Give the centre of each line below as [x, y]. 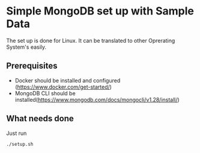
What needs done [40, 119]
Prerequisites [32, 66]
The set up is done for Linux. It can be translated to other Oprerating [91, 40]
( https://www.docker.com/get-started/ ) [63, 87]
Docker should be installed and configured [68, 80]
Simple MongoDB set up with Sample [100, 11]
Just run [17, 133]
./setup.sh [20, 144]
